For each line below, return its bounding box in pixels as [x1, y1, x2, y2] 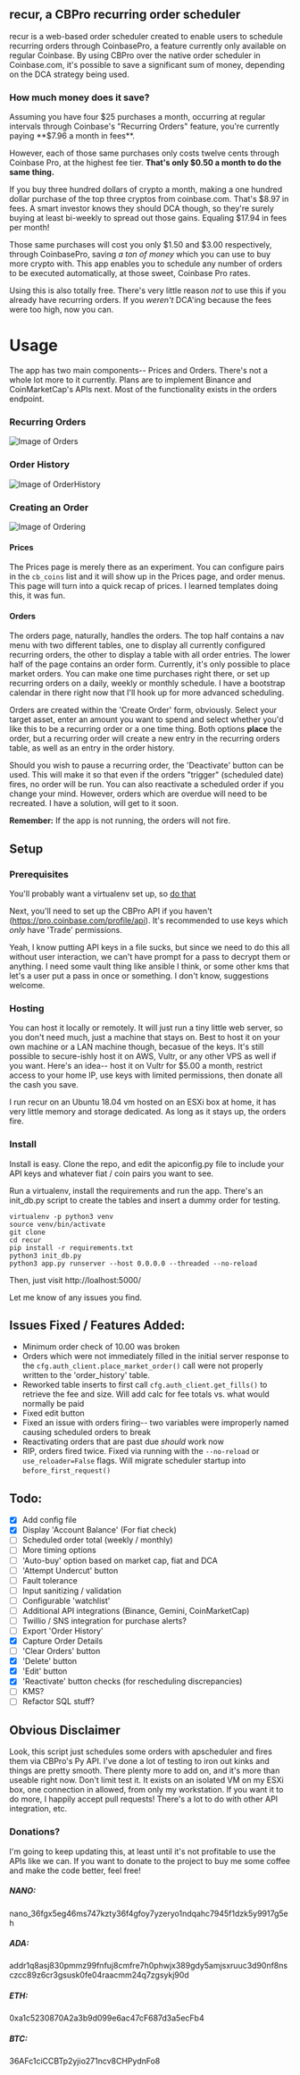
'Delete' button [21, 1656, 78, 1667]
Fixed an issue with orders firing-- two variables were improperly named [21, 1417, 289, 1428]
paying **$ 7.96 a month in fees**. [9, 130, 136, 141]
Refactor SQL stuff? [21, 1696, 96, 1707]
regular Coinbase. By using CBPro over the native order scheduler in [9, 49, 261, 61]
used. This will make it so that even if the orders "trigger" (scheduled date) [9, 769, 284, 780]
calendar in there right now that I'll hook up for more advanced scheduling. [9, 687, 285, 698]
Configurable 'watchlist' [21, 1595, 111, 1606]
